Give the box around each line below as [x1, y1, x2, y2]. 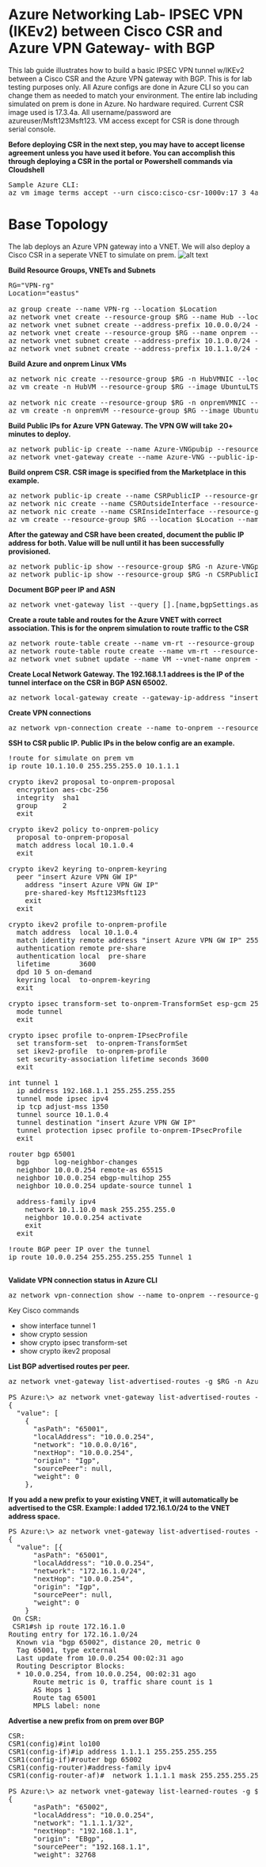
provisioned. [8, 547, 51, 556]
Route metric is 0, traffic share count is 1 [32, 1677, 214, 1686]
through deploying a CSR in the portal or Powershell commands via [8, 156, 234, 166]
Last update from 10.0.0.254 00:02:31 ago [16, 1653, 184, 1663]
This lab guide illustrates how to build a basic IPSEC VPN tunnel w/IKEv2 [8, 65, 245, 74]
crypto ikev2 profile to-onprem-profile [8, 920, 168, 928]
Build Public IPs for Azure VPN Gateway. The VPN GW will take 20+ [8, 421, 234, 430]
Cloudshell [8, 165, 45, 174]
